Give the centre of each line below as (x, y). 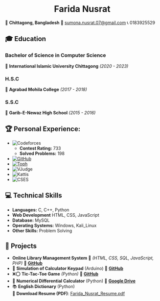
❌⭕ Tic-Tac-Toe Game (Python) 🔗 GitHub (55, 274)
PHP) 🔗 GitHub (27, 263)
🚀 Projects (21, 246)
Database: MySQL (31, 220)
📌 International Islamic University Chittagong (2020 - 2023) (67, 66)
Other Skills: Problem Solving (42, 230)
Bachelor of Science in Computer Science (56, 55)
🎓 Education (26, 39)
